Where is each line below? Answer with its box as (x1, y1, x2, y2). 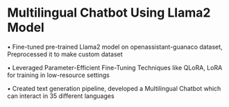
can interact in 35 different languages (7, 92, 114, 100)
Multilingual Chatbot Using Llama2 (7, 5, 211, 21)
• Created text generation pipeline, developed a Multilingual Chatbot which (7, 84, 221, 92)
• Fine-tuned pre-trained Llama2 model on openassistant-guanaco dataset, (7, 42, 223, 51)
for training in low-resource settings (7, 71, 110, 79)
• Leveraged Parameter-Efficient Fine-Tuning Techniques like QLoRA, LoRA (7, 63, 223, 72)
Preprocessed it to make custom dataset (7, 50, 123, 58)
